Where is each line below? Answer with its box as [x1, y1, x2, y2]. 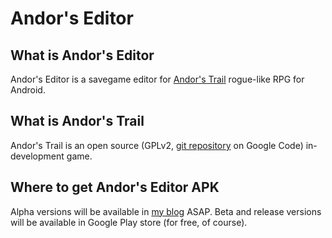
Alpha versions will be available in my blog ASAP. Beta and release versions [10, 205, 322, 217]
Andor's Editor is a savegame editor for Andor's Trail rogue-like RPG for [10, 73, 305, 85]
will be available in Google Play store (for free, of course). [10, 216, 248, 228]
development [10, 150, 65, 162]
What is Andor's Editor [10, 47, 155, 64]
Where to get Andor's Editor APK [10, 179, 220, 196]
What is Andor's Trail [10, 113, 145, 130]
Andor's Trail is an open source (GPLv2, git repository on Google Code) [10, 139, 304, 151]
